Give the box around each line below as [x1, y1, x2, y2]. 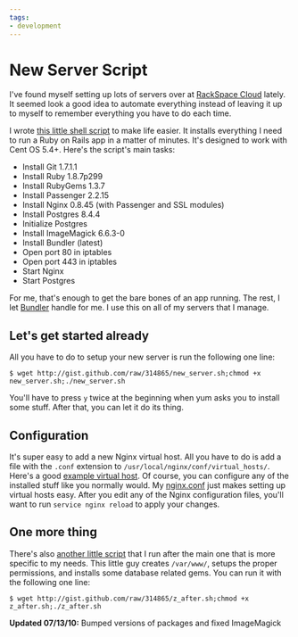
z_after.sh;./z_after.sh [9, 601, 102, 611]
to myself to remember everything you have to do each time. [9, 108, 232, 119]
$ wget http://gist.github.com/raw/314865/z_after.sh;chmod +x [9, 594, 250, 603]
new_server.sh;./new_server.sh [9, 376, 126, 386]
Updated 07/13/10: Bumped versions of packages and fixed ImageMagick [9, 617, 282, 628]
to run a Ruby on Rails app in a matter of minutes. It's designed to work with [9, 135, 288, 145]
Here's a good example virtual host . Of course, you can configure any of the [9, 470, 290, 482]
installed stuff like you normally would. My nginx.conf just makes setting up [9, 480, 286, 491]
